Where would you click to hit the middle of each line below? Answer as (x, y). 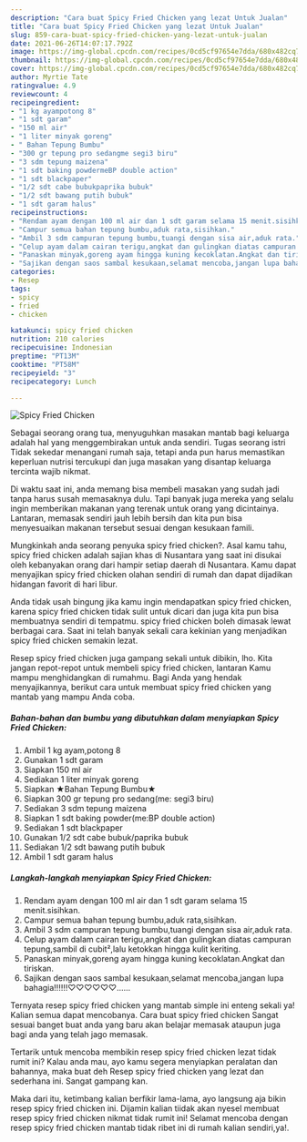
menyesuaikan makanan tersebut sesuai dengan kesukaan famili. (132, 528)
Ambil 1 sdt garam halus (68, 857)
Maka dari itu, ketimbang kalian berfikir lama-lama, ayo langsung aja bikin (148, 1099)
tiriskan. (38, 969)
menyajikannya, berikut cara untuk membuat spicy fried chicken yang (141, 688)
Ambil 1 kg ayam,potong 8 (72, 750)
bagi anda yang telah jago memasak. (79, 1035)
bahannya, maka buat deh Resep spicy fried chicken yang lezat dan (138, 1072)
